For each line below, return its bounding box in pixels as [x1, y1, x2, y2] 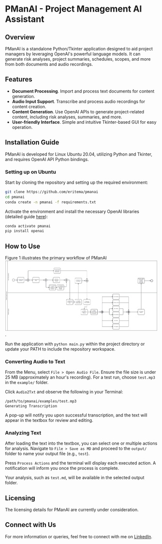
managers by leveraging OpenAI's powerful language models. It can [5, 51, 141, 57]
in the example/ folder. [5, 379, 49, 385]
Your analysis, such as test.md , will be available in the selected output [5, 475, 145, 480]
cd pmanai [5, 194, 25, 199]
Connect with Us [5, 521, 57, 529]
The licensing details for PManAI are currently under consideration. [5, 507, 139, 512]
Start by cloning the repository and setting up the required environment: [5, 179, 148, 185]
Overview [5, 33, 35, 41]
